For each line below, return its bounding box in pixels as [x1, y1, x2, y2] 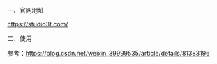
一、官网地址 [7, 6, 44, 14]
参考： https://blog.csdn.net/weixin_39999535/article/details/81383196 [7, 49, 211, 57]
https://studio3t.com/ [7, 20, 68, 28]
